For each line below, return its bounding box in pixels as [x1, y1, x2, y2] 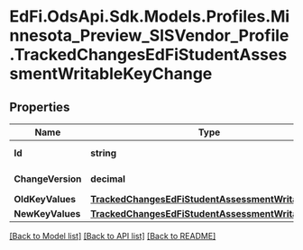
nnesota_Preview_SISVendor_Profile [9, 25, 289, 46]
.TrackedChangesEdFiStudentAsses [9, 45, 288, 65]
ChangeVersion [14, 173, 82, 185]
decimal [89, 173, 126, 185]
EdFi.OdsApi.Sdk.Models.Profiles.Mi [9, 6, 290, 27]
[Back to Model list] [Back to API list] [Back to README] [9, 231, 216, 241]
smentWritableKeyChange [9, 64, 213, 85]
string [89, 147, 117, 159]
